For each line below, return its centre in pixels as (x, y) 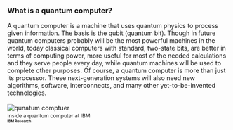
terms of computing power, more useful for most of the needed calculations (117, 56)
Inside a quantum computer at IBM (49, 116)
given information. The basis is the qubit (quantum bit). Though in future (112, 33)
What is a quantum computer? (60, 11)
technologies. (27, 93)
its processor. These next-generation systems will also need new (101, 78)
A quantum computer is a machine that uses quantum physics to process (113, 26)
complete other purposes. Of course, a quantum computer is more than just (116, 71)
